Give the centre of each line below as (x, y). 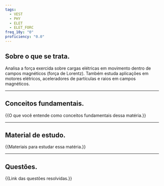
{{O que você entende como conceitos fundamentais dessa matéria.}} (76, 115)
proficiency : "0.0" (25, 37)
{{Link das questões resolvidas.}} (39, 179)
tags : (10, 9)
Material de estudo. (35, 135)
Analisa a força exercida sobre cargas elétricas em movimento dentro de (78, 68)
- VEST (16, 14)
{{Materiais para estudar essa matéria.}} (46, 147)
